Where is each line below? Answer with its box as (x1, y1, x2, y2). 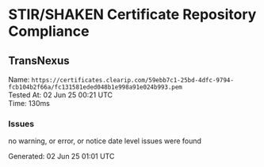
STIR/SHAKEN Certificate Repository (8, 6, 257, 24)
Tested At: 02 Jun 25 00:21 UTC (8, 90, 113, 100)
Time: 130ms (8, 99, 50, 108)
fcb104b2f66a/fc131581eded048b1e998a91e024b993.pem (8, 83, 182, 91)
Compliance (8, 22, 90, 40)
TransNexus (8, 54, 70, 67)
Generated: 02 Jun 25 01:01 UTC (8, 152, 115, 161)
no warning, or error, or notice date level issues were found (8, 136, 202, 146)
